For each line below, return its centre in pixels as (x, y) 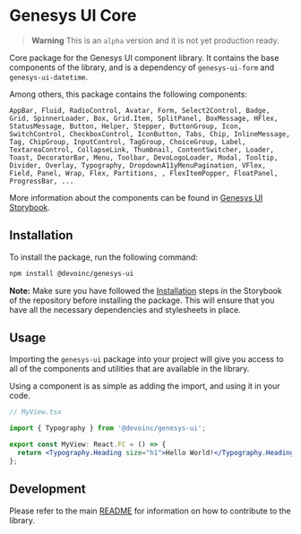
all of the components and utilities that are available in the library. (129, 369)
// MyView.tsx (36, 412)
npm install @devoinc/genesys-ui (72, 273)
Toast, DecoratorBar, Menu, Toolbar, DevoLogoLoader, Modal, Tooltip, (144, 158)
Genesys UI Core (73, 16)
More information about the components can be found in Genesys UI (136, 197)
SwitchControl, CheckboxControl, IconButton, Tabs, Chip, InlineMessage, (150, 134)
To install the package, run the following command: (104, 257)
